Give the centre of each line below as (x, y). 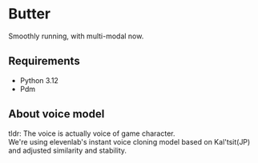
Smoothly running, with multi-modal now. (76, 36)
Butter (29, 14)
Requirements (44, 61)
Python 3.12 (39, 80)
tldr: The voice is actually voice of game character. (92, 133)
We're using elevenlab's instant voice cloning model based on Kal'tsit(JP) (129, 141)
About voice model (56, 114)
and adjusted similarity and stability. (67, 150)
